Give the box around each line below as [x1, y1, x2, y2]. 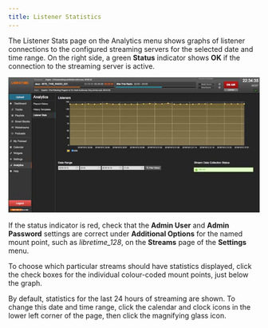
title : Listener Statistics [8, 13, 102, 21]
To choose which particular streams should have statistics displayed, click [8, 262, 252, 271]
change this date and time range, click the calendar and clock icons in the [8, 302, 251, 311]
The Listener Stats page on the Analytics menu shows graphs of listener [8, 36, 246, 45]
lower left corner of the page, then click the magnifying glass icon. [8, 311, 227, 320]
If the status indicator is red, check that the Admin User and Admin [8, 220, 230, 230]
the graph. [8, 279, 42, 287]
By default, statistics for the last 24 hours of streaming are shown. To [8, 294, 235, 303]
